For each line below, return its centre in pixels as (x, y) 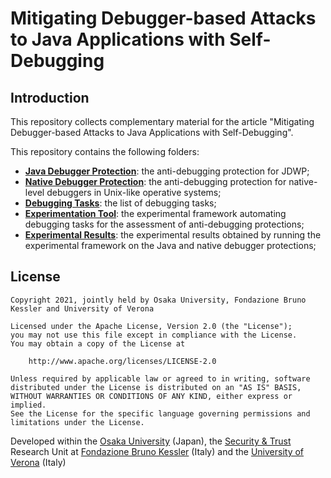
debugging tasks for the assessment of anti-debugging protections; (164, 224)
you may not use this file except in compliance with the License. (154, 335)
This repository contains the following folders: (105, 151)
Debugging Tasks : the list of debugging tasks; (120, 203)
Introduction (50, 97)
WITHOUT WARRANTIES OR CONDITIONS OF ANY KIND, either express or (151, 396)
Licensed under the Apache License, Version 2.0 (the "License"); (151, 326)
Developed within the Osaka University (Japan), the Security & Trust (151, 441)
